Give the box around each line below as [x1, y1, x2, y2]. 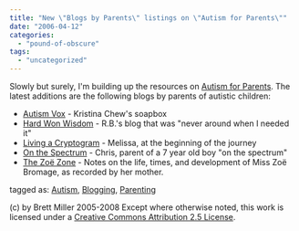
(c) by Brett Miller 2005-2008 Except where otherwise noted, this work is [9, 202, 284, 213]
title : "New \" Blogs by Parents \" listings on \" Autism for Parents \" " [9, 13, 287, 23]
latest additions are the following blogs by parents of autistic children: [9, 90, 272, 101]
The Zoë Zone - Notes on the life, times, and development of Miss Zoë [22, 157, 287, 167]
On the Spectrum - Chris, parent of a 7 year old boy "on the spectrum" [22, 147, 288, 158]
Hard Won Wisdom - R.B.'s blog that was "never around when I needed [22, 118, 290, 129]
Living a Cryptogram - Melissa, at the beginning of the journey [22, 138, 257, 148]
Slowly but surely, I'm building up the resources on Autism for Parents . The [9, 81, 291, 91]
